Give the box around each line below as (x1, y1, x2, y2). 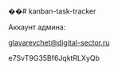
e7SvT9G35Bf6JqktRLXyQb (8, 53, 100, 62)
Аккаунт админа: (8, 22, 66, 32)
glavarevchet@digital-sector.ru (8, 38, 110, 47)
